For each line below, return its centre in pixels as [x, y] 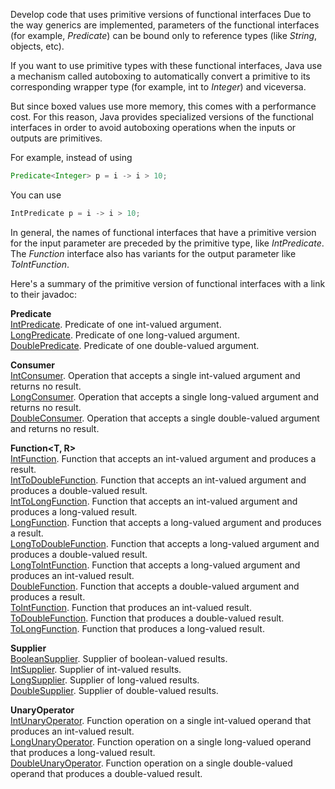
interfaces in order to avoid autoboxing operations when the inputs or [153, 127]
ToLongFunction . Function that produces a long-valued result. [137, 628]
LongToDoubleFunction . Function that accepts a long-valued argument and [165, 543]
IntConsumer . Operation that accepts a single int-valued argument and [155, 375]
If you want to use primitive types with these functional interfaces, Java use [166, 65]
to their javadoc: [44, 294]
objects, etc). [37, 46]
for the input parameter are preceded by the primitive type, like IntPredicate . [167, 243]
